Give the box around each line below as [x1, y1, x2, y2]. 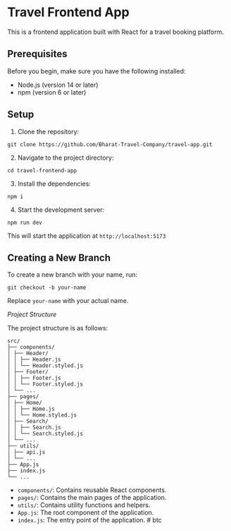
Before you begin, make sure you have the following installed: [7, 66, 186, 75]
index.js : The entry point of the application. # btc [17, 516, 162, 525]
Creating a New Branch [7, 251, 111, 263]
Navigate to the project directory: [17, 153, 114, 162]
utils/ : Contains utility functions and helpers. [17, 501, 151, 509]
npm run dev [7, 219, 42, 226]
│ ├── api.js [7, 449, 46, 456]
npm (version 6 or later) [17, 88, 87, 96]
